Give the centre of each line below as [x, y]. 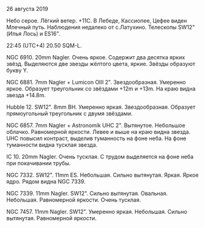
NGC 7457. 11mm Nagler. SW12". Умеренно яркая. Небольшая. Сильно [97, 211]
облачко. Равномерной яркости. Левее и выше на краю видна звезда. [99, 132]
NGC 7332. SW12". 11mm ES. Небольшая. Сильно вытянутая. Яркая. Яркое [102, 175]
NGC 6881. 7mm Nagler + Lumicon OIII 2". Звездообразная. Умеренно [96, 82]
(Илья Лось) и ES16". [33, 34]
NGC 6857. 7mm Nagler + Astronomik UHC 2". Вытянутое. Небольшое [96, 125]
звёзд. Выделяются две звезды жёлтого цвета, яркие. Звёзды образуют [101, 64]
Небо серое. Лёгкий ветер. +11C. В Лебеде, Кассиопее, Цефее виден [97, 20]
